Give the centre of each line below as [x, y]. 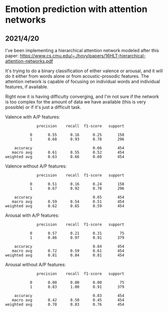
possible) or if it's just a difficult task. [43, 107]
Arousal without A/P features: [36, 265]
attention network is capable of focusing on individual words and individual [83, 82]
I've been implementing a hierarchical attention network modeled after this [82, 50]
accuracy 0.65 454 [69, 197]
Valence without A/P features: [36, 166]
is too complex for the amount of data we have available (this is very [76, 102]
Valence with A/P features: [33, 117]
